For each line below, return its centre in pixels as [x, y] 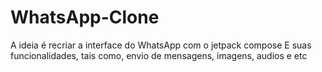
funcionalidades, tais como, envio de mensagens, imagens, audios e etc [159, 55]
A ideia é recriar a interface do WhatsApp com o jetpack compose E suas [161, 45]
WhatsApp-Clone [85, 17]
